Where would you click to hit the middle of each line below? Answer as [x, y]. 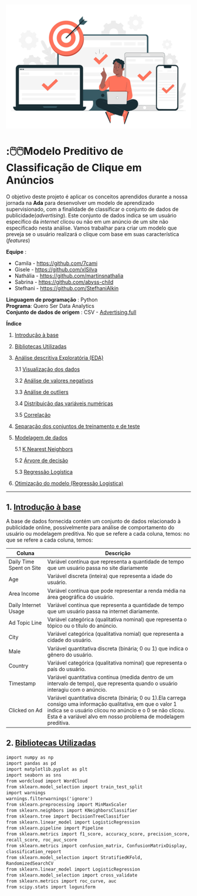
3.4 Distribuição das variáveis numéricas [64, 403]
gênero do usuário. [70, 655]
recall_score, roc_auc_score [42, 840]
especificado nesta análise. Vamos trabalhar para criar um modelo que [91, 228]
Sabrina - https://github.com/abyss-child [64, 282]
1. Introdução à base [43, 507]
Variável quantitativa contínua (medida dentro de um [111, 677]
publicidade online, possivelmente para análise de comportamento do [90, 527]
